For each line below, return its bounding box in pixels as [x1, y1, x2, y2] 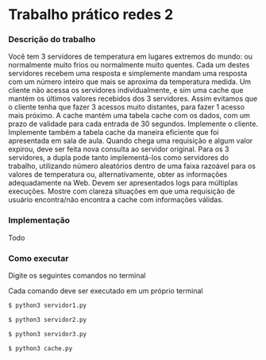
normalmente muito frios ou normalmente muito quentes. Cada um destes [8, 60, 250, 70]
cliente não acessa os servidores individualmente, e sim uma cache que [8, 86, 244, 95]
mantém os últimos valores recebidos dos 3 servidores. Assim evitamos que [8, 94, 258, 104]
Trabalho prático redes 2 [8, 6, 174, 24]
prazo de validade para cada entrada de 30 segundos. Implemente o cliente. [8, 119, 258, 128]
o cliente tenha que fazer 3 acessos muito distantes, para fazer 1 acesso [8, 102, 245, 112]
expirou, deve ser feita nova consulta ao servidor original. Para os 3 [8, 144, 229, 154]
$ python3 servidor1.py [8, 301, 87, 310]
